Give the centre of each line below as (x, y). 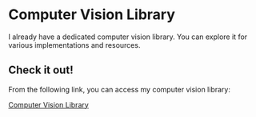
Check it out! (41, 70)
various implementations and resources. (74, 45)
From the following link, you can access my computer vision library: (119, 89)
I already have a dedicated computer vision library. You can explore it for (128, 37)
